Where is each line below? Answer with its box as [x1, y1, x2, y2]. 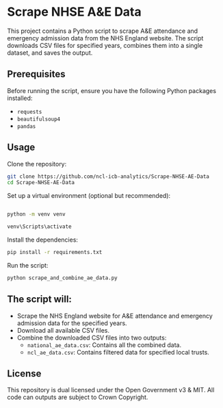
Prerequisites [7, 68, 66, 80]
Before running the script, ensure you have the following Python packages [7, 86, 217, 94]
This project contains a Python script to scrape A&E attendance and [7, 27, 198, 35]
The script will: [7, 294, 72, 305]
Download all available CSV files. [16, 326, 110, 334]
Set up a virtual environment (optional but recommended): [7, 192, 171, 200]
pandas [16, 123, 36, 130]
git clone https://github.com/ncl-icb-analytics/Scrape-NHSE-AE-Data [7, 173, 210, 180]
